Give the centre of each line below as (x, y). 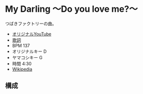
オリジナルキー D (29, 51)
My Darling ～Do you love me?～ (71, 9)
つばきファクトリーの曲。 (31, 23)
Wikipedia (22, 69)
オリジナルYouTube (32, 34)
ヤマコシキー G (27, 57)
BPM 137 (21, 46)
